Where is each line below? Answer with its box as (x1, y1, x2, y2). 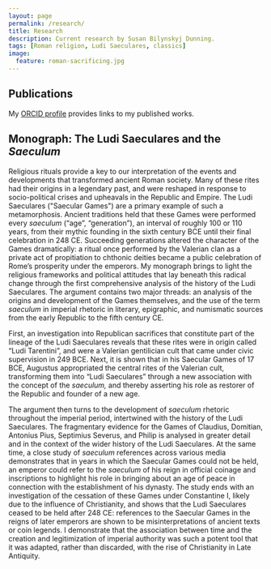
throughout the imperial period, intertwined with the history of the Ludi (8, 413, 243, 422)
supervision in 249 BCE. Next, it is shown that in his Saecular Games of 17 (8, 354, 255, 364)
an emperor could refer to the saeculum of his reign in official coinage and (8, 464, 256, 474)
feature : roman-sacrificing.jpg (15, 58, 125, 66)
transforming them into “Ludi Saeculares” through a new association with (8, 371, 252, 381)
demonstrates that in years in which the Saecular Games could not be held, (8, 456, 259, 466)
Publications (8, 87, 74, 101)
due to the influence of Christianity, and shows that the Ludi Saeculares (8, 499, 247, 509)
